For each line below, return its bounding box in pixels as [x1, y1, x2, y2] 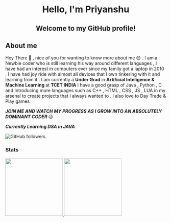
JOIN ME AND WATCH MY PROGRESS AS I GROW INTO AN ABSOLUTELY [5, 108, 162, 115]
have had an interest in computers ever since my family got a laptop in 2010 [5, 65, 164, 72]
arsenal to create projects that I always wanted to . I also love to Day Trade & [5, 93, 166, 99]
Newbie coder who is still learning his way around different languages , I [5, 60, 157, 66]
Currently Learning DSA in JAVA [5, 124, 75, 130]
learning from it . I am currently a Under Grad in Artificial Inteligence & [5, 77, 155, 83]
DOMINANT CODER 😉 [5, 114, 54, 120]
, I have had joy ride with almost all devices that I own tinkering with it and [5, 71, 160, 77]
